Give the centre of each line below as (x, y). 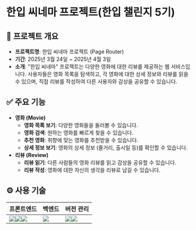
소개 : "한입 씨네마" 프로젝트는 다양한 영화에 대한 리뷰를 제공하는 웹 (92, 67)
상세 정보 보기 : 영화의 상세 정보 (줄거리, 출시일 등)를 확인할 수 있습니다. (106, 148)
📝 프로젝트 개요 (32, 36)
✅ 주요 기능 (26, 102)
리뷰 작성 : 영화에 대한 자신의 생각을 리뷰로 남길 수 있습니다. (92, 170)
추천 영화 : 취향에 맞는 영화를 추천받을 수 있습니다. (81, 140)
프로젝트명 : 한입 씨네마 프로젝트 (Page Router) (69, 52)
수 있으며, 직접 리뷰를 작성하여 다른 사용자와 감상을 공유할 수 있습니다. (96, 82)
